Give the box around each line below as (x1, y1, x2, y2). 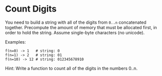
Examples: (5, 39, 26, 45)
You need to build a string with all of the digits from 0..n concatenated (5, 19, 146, 25)
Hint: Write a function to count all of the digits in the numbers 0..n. (5, 65, 138, 71)
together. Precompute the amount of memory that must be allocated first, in (5, 24, 157, 30)
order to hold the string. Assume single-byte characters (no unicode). (5, 30, 145, 35)
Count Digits (5, 3, 57, 15)
